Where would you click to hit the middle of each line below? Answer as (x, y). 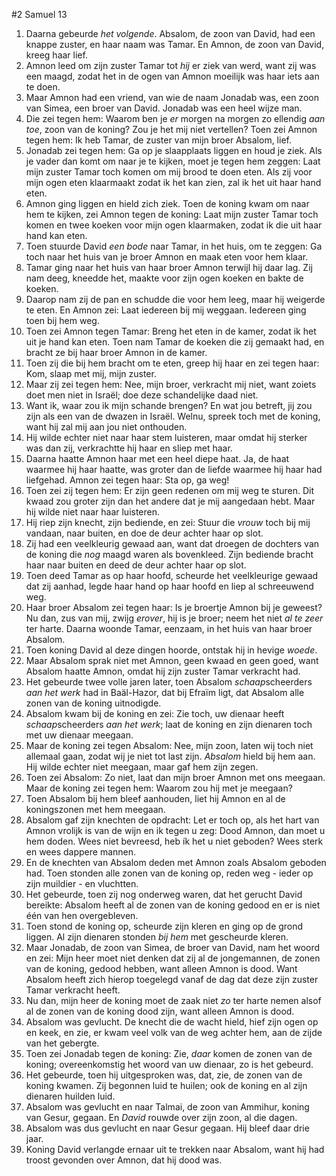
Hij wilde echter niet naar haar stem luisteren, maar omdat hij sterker (166, 437)
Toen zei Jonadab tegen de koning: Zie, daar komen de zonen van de (169, 1053)
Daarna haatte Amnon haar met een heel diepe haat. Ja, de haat (157, 458)
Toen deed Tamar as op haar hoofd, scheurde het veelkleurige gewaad (172, 575)
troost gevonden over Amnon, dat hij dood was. (124, 1160)
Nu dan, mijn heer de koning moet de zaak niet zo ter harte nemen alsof (173, 1000)
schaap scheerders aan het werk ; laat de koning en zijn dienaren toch (169, 724)
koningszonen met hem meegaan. (95, 809)
